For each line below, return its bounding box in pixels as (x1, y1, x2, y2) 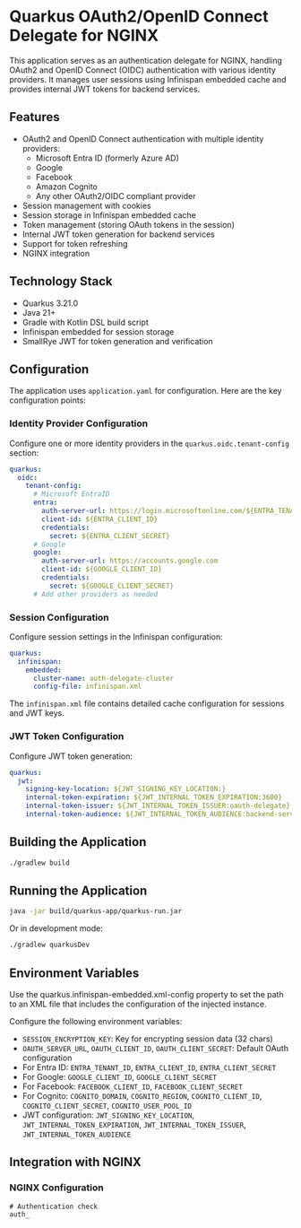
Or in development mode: (9, 923, 103, 934)
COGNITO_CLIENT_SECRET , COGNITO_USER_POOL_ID (21, 1100, 193, 1110)
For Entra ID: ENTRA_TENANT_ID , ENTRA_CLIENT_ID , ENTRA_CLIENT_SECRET (21, 1061, 277, 1073)
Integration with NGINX (9, 1154, 142, 1170)
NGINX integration (21, 248, 90, 258)
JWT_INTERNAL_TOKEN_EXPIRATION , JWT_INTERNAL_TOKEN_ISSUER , (21, 1119, 246, 1129)
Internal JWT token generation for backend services (21, 229, 215, 240)
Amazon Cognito (35, 181, 99, 192)
